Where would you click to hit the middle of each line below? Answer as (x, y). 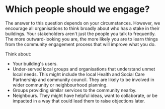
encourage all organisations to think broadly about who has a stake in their (82, 28)
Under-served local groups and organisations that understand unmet (84, 69)
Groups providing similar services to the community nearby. (74, 90)
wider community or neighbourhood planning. (60, 85)
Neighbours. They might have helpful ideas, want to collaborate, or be (85, 95)
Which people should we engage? (77, 9)
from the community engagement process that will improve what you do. (80, 44)
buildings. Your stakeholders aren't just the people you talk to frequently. (80, 33)
